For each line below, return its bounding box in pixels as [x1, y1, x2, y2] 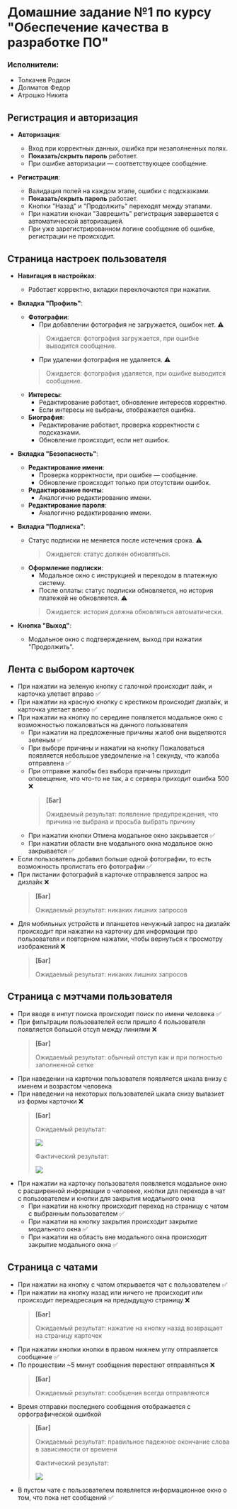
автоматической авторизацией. [28, 217, 125, 226]
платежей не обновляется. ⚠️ [38, 594, 128, 602]
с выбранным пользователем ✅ [28, 1209, 125, 1218]
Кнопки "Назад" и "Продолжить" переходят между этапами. [28, 202, 212, 210]
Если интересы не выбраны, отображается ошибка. [38, 405, 196, 414]
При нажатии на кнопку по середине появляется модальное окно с [17, 713, 224, 721]
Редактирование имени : [28, 463, 105, 472]
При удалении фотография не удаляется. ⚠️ [38, 356, 171, 364]
